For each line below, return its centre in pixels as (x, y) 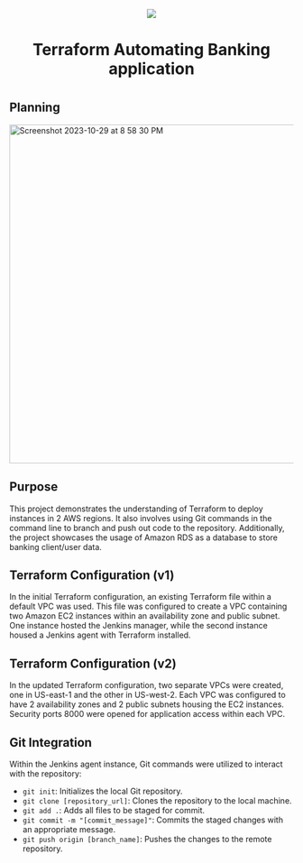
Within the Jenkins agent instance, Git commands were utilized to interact (146, 764)
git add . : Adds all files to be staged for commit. (114, 811)
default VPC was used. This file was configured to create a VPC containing (148, 606)
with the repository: (46, 774)
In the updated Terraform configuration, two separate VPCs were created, (147, 685)
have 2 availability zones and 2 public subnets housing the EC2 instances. (147, 704)
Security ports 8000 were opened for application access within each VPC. (147, 714)
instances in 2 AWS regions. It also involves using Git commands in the (141, 518)
